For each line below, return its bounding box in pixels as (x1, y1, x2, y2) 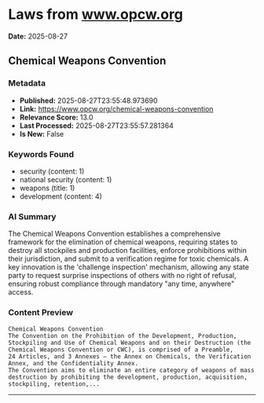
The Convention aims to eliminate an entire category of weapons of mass (8, 366, 255, 374)
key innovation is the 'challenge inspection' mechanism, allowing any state (8, 262, 250, 272)
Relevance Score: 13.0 (19, 112, 93, 122)
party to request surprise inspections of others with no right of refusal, (8, 271, 237, 280)
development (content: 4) (19, 191, 102, 201)
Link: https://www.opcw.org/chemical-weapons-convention (19, 104, 214, 113)
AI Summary (8, 211, 57, 222)
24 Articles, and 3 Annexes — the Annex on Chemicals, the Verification (8, 352, 251, 361)
